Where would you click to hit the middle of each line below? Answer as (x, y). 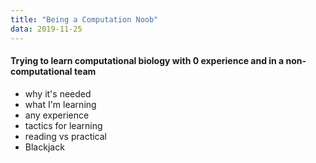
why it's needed (58, 93)
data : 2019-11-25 (46, 29)
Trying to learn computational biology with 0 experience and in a (147, 61)
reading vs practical (66, 136)
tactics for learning (63, 125)
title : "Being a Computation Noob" (84, 19)
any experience (57, 115)
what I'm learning (60, 104)
